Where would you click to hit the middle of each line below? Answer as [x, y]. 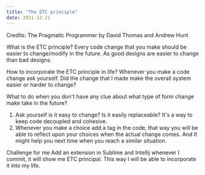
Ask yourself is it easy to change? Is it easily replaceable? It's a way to [104, 115]
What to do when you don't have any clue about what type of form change [100, 96]
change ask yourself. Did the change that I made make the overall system [99, 78]
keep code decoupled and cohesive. [61, 121]
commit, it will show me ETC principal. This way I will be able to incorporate [101, 159]
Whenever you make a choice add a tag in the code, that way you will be [107, 127]
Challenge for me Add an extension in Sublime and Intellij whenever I [93, 152]
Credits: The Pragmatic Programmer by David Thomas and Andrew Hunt [97, 35]
